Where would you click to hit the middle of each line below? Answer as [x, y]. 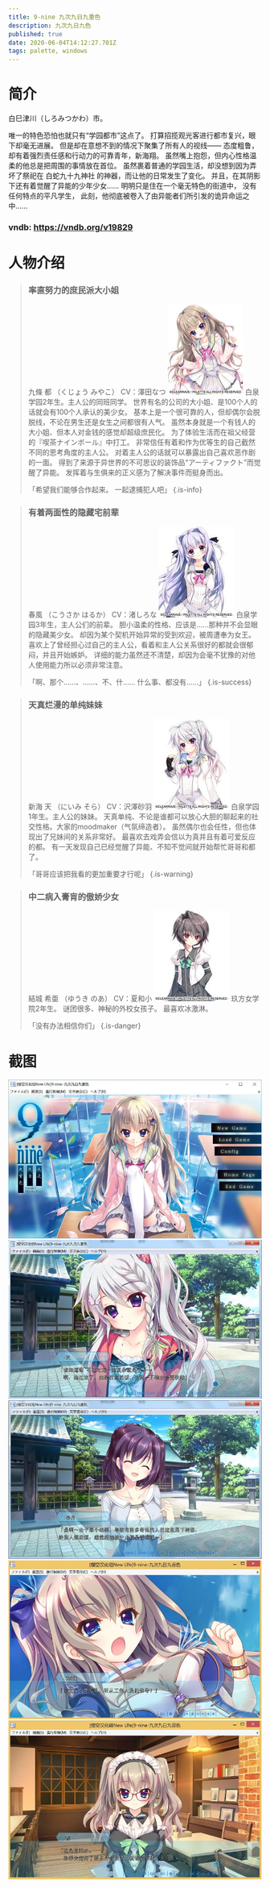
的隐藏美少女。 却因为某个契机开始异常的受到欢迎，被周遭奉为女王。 [141, 634]
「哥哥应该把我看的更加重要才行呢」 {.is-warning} [111, 874]
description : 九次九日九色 [50, 25]
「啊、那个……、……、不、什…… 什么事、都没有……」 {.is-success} [140, 682]
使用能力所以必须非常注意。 [81, 664]
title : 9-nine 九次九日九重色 [55, 17]
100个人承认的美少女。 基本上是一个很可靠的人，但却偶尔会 [155, 412]
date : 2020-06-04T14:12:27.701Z [62, 43]
